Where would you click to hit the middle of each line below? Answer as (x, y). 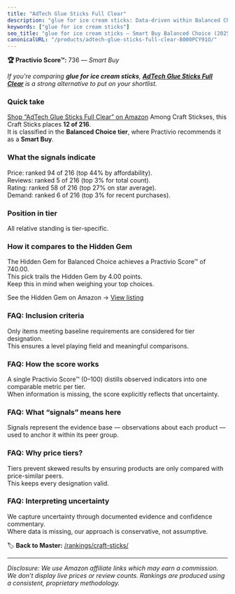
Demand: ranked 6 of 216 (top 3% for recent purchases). (89, 195)
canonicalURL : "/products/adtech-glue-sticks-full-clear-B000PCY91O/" (112, 40)
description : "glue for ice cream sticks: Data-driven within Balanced (114, 20)
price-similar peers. (36, 476)
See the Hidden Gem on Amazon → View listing (76, 297)
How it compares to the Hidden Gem (70, 246)
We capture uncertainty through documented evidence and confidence (110, 516)
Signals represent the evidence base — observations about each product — (116, 427)
